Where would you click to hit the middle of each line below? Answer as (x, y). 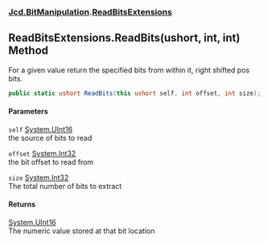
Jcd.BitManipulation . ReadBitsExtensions (91, 12)
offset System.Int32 (42, 153)
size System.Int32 (39, 177)
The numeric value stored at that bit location (82, 231)
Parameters (28, 112)
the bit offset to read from (51, 162)
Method (29, 51)
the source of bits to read (50, 137)
